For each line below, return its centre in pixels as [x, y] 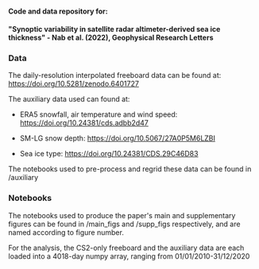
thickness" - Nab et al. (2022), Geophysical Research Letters [111, 38]
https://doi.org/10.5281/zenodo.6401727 [73, 84]
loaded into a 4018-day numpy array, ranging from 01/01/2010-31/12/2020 [129, 256]
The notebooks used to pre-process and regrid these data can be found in [130, 169]
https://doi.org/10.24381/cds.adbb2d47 [84, 123]
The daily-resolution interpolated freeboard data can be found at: [115, 75]
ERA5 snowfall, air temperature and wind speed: [99, 114]
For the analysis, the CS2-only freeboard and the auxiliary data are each [126, 248]
